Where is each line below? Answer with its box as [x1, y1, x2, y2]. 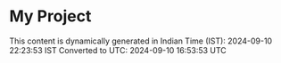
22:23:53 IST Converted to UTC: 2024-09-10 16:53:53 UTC [9, 44, 227, 55]
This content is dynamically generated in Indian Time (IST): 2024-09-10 [9, 35, 273, 46]
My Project [9, 6, 92, 27]
